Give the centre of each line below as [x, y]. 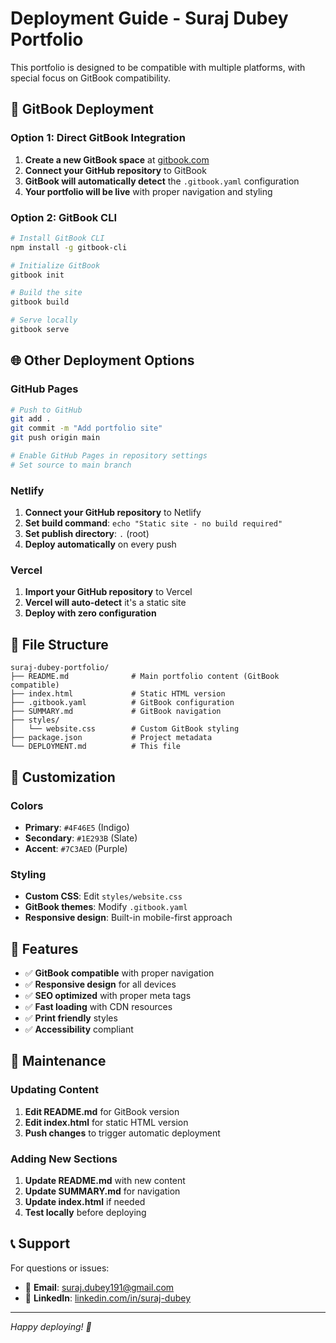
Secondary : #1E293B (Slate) [81, 838]
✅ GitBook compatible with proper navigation [119, 973]
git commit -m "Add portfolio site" [86, 428]
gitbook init [37, 275]
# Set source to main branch [71, 465]
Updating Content [54, 1090]
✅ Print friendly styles [71, 1018]
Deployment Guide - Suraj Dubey [149, 18]
